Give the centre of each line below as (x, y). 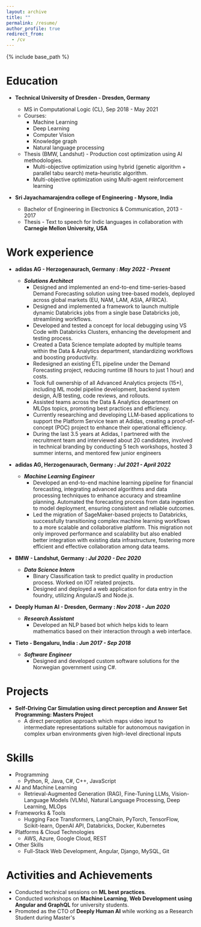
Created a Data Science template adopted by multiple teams (107, 344)
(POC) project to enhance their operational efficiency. (121, 427)
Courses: (35, 115)
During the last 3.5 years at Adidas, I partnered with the (101, 433)
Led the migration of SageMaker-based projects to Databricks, (110, 515)
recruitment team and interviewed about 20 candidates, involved (113, 440)
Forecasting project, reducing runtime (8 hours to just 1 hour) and (113, 370)
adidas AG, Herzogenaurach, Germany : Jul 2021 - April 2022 (93, 464)
